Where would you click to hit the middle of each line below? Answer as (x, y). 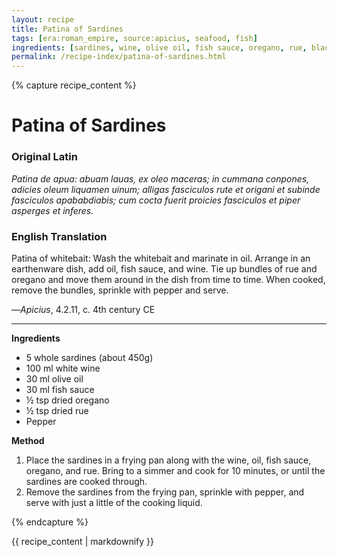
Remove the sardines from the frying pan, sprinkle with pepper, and (165, 492)
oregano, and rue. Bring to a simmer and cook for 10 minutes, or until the (175, 470)
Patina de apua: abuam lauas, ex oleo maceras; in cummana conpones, (160, 178)
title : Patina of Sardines (67, 29)
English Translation (59, 236)
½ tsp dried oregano (67, 400)
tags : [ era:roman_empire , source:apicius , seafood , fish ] (134, 38)
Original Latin (44, 157)
